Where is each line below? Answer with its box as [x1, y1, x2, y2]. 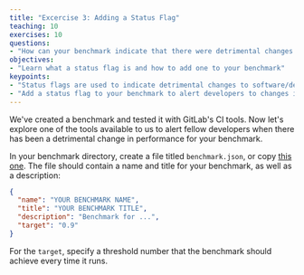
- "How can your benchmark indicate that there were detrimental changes [9, 47, 294, 56]
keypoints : [9, 72, 51, 81]
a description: [9, 169, 61, 181]
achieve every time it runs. [9, 255, 109, 266]
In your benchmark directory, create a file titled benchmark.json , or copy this [9, 150, 292, 161]
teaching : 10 [9, 22, 59, 31]
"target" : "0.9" [17, 221, 79, 230]
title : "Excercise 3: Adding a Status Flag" [9, 13, 180, 23]
